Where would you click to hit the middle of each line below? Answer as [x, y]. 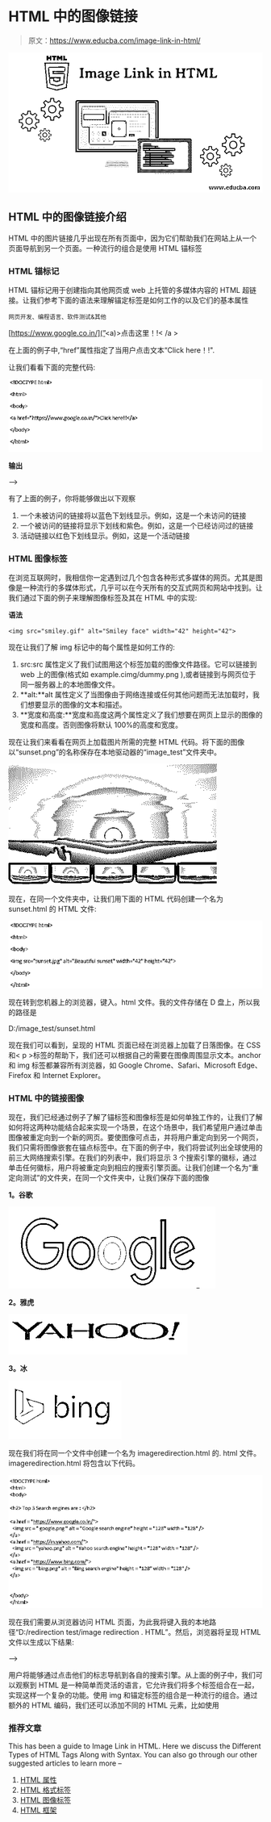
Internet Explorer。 [74, 1075]
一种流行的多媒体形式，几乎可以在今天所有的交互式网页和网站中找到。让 [142, 588]
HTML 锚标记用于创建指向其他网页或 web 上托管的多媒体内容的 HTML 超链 [132, 290]
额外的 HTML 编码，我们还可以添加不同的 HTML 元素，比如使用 [114, 1705]
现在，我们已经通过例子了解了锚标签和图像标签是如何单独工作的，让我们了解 [135, 1118]
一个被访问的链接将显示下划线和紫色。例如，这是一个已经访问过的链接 [137, 525]
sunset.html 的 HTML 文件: [52, 909]
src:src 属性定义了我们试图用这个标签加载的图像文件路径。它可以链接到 [138, 664]
